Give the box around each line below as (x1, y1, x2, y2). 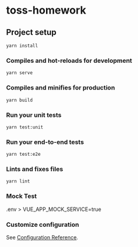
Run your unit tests (6, 111, 62, 119)
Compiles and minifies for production (6, 84, 115, 92)
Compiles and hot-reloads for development (6, 56, 133, 65)
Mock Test (6, 192, 37, 200)
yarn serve (6, 70, 33, 76)
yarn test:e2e (6, 152, 41, 158)
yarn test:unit (6, 124, 44, 130)
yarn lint (6, 178, 31, 184)
